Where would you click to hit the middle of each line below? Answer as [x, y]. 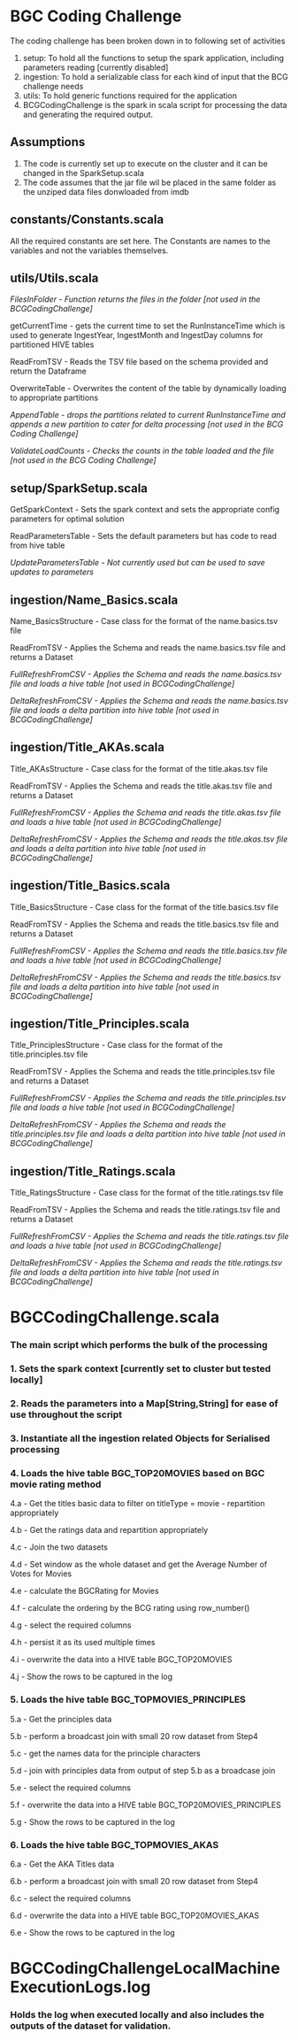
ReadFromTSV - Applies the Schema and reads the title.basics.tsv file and [145, 924]
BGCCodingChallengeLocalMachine [145, 1969]
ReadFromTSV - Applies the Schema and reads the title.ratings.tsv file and [145, 1210]
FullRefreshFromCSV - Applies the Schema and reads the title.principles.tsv [148, 1098]
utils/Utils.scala [54, 277]
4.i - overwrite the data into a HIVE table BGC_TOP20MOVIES [121, 1659]
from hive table [38, 545]
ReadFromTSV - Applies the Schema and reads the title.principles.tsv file [142, 1072]
